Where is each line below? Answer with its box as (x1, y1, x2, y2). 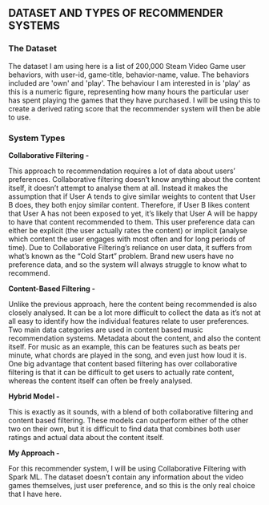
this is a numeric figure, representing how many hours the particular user (8, 87, 250, 96)
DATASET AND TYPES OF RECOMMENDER (8, 6, 223, 20)
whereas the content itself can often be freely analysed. (8, 376, 193, 386)
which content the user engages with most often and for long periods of (8, 234, 246, 244)
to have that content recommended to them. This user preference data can (8, 216, 255, 227)
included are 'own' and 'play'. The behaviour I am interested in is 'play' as (8, 78, 251, 87)
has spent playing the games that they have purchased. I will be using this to (8, 95, 260, 105)
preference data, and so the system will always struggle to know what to (8, 260, 247, 269)
